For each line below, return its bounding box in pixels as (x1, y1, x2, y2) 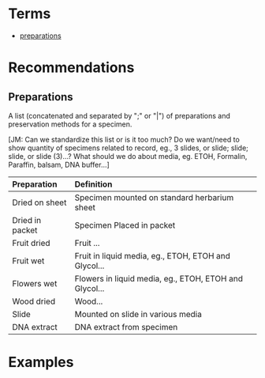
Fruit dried (12, 237, 50, 248)
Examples (8, 353, 74, 372)
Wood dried (12, 296, 56, 307)
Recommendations (8, 59, 135, 77)
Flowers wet (12, 278, 58, 289)
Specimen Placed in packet (74, 219, 176, 230)
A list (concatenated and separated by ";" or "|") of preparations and (8, 111, 231, 120)
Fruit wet (12, 255, 45, 266)
